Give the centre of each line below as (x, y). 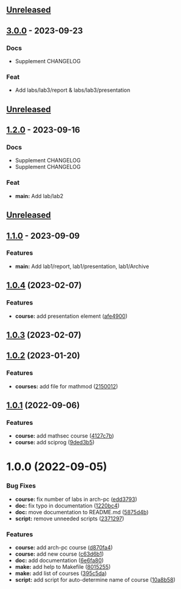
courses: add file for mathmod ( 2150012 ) (67, 386)
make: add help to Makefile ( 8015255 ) (63, 567)
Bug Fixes (21, 486)
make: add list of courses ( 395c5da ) (61, 573)
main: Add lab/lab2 (39, 196)
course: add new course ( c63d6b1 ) (60, 554)
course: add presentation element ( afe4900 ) (71, 316)
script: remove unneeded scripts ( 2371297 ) (70, 518)
